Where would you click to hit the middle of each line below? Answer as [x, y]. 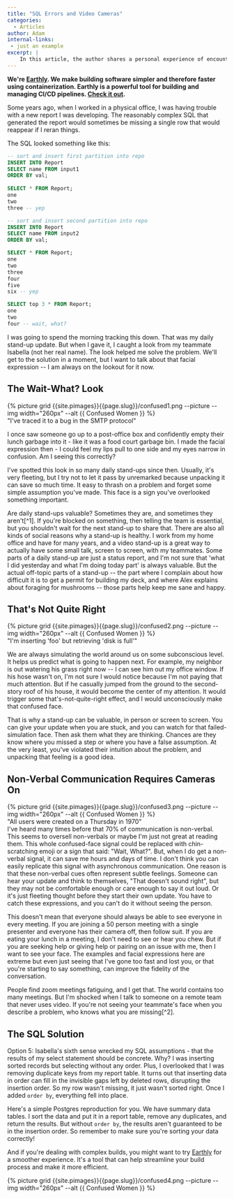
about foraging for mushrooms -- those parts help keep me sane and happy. [117, 587]
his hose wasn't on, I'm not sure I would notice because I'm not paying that [115, 677]
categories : [24, 20]
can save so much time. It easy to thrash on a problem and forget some [110, 485]
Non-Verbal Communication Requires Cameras [111, 779]
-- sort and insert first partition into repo [76, 156]
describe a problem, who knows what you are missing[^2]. [91, 1012]
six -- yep [23, 292]
